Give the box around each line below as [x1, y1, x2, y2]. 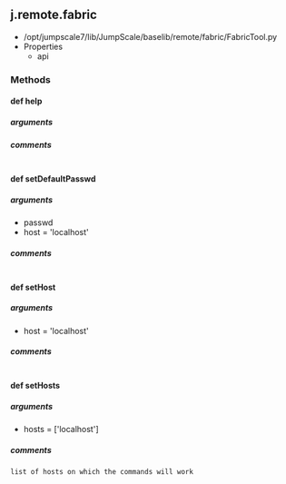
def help [10, 95, 43, 107]
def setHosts [10, 380, 61, 391]
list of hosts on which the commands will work [10, 468, 194, 477]
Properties [23, 41, 63, 52]
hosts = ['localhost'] [23, 424, 99, 435]
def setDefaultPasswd [10, 173, 96, 184]
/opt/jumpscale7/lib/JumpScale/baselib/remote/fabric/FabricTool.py [23, 31, 278, 42]
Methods [10, 73, 51, 85]
